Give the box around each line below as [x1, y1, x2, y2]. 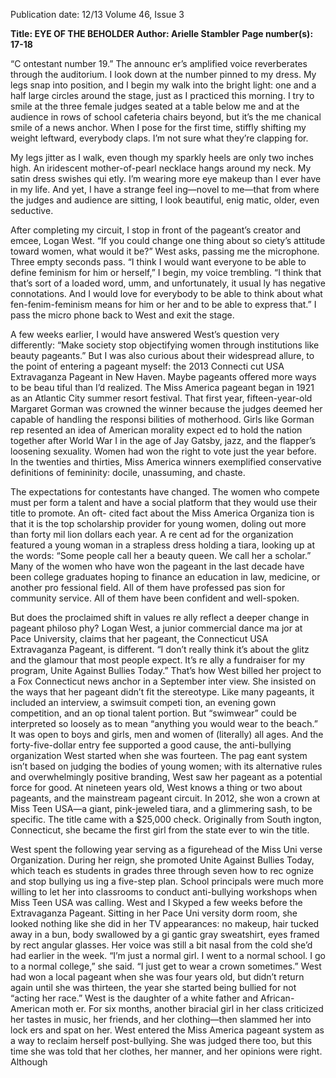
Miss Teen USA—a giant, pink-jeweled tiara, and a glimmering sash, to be [10, 803, 313, 814]
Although [10, 1056, 48, 1068]
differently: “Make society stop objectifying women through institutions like [10, 339, 320, 351]
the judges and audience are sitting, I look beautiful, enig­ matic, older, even [10, 194, 320, 206]
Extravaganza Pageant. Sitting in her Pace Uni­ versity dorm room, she [10, 907, 298, 919]
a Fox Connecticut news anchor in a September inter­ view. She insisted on [10, 675, 317, 687]
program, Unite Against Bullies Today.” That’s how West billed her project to [10, 665, 322, 676]
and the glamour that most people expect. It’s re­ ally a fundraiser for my [10, 654, 306, 666]
